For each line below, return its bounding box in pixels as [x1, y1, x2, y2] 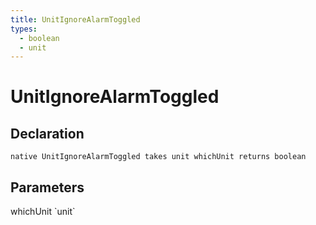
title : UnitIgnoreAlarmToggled [10, 14, 141, 25]
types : [10, 24, 38, 34]
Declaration [10, 125, 85, 142]
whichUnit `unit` [10, 206, 76, 218]
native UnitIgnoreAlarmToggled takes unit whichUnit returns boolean [10, 152, 307, 162]
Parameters [10, 179, 85, 196]
